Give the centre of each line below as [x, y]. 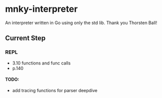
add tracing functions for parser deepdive [55, 90]
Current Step [25, 38]
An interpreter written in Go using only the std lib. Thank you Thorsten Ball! [81, 23]
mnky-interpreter [41, 9]
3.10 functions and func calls [41, 63]
